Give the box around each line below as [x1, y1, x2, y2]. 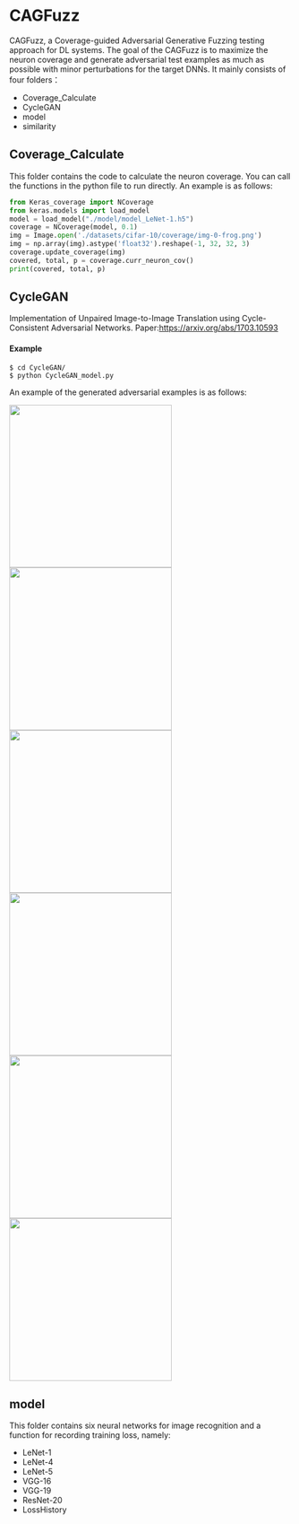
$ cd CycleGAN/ [9, 363, 66, 372]
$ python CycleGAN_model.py [9, 371, 115, 380]
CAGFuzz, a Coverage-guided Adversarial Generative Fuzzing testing [9, 35, 265, 46]
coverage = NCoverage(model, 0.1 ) [9, 223, 139, 232]
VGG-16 [21, 1476, 52, 1486]
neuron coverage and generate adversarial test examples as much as [9, 54, 265, 65]
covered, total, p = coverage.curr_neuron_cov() [9, 256, 194, 265]
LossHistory [21, 1504, 67, 1515]
